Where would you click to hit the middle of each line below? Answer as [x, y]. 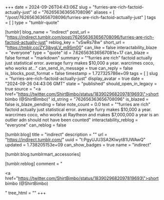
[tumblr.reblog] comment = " [34, 164]
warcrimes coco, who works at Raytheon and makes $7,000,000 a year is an [82, 115]
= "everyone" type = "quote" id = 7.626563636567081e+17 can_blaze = [77, 53]
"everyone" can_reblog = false [36, 125]
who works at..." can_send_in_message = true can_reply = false [69, 68]
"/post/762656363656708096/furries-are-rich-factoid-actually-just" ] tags [81, 17]
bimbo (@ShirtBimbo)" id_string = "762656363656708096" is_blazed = [77, 99]
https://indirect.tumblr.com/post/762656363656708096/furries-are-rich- [81, 37]
